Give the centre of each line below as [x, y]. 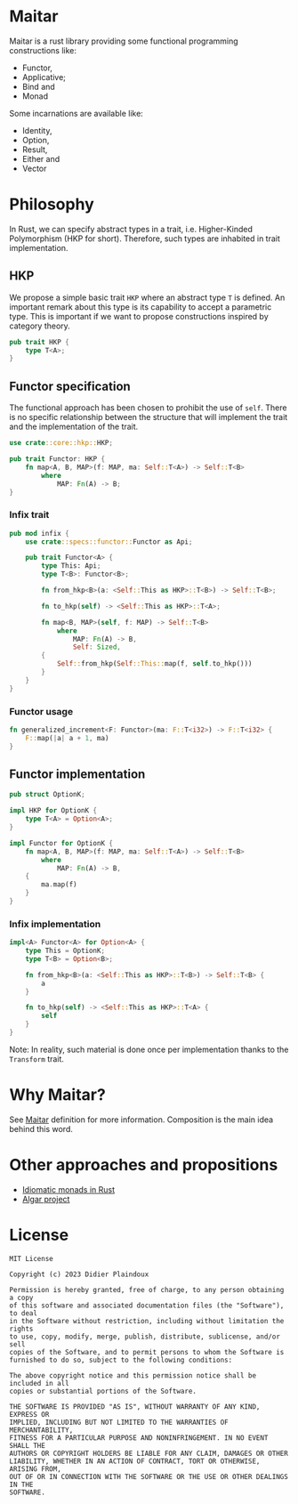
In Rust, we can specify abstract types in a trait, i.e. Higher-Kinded [131, 229]
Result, [35, 150]
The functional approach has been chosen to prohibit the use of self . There [148, 408]
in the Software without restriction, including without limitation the [147, 1321]
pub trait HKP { [39, 342]
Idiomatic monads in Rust [68, 1189]
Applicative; [44, 77]
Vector [34, 168]
